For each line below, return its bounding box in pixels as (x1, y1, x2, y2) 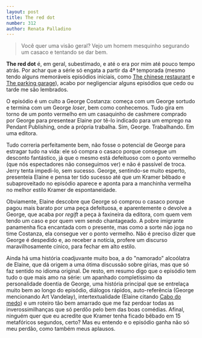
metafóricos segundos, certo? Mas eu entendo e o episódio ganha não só (6, 319, 190, 326)
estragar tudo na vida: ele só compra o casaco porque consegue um (6, 148, 177, 155)
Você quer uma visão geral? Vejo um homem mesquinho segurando (21, 42, 190, 49)
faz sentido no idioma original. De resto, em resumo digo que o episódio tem (6, 267, 196, 275)
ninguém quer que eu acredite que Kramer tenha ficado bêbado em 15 (6, 312, 181, 320)
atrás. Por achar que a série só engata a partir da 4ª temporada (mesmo (6, 67, 186, 74)
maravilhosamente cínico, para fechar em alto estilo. (6, 243, 137, 250)
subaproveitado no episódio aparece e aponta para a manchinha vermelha (6, 180, 191, 187)
